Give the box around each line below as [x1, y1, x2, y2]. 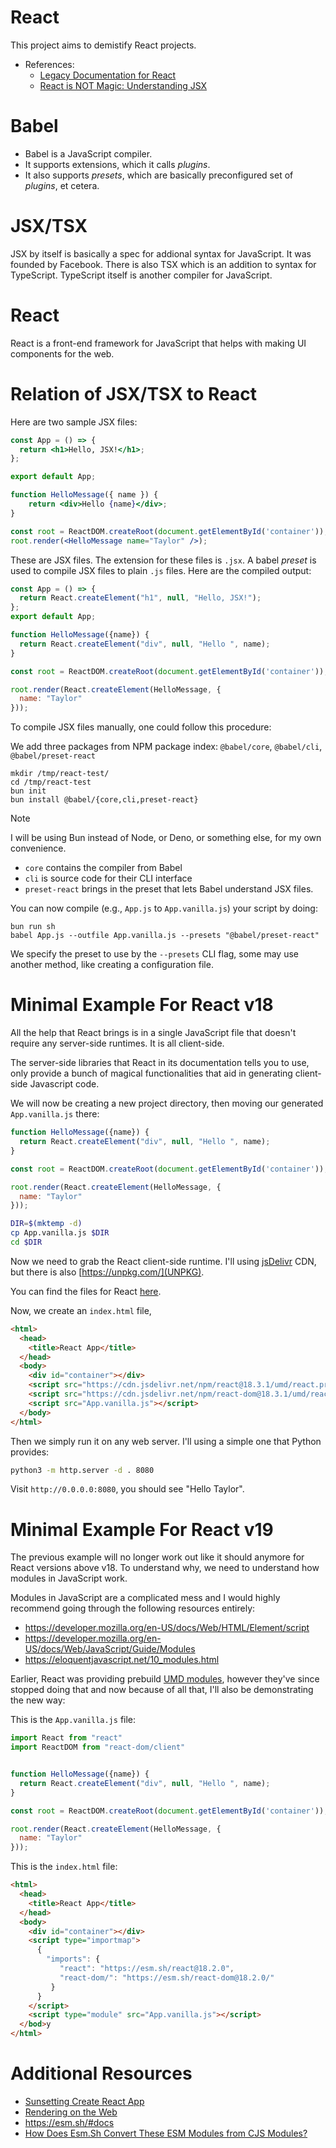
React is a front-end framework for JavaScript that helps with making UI [10, 337, 307, 349]
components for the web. [10, 347, 115, 360]
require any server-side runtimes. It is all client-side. [10, 1037, 225, 1050]
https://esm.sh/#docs [24, 2117, 115, 2128]
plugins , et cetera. [24, 179, 100, 191]
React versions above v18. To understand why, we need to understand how [10, 1562, 320, 1574]
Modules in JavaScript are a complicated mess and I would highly [10, 1592, 281, 1604]
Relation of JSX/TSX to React [10, 382, 258, 405]
